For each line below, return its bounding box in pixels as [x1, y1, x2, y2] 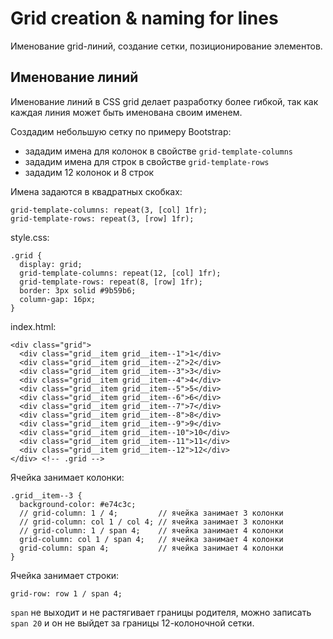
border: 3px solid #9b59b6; [19, 285, 137, 296]
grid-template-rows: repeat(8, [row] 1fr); [19, 277, 203, 287]
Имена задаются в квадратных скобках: [10, 185, 183, 197]
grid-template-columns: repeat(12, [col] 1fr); [19, 268, 222, 278]
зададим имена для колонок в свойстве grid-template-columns [24, 145, 293, 157]
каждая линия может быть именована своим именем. [10, 106, 243, 118]
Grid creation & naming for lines [10, 7, 279, 30]
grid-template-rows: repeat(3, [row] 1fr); [10, 213, 195, 224]
